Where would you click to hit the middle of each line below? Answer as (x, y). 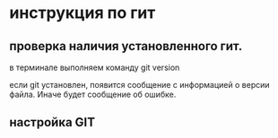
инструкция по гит (83, 13)
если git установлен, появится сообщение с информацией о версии (140, 85)
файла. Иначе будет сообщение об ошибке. (93, 94)
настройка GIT (52, 122)
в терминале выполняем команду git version (95, 67)
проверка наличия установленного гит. (126, 46)
